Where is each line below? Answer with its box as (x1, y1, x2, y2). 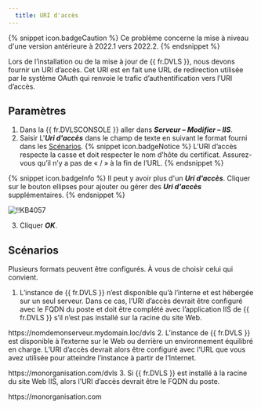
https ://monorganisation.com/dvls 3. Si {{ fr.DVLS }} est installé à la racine (8, 368, 248, 378)
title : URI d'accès (15, 11, 79, 20)
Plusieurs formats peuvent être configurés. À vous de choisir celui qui (8, 265, 234, 274)
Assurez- (222, 150, 252, 159)
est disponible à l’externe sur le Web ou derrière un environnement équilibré (8, 337, 253, 346)
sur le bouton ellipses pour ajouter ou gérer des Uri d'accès (8, 182, 202, 192)
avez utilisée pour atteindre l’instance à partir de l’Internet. (8, 353, 197, 363)
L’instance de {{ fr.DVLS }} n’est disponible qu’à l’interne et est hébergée (19, 288, 254, 298)
